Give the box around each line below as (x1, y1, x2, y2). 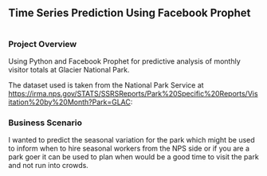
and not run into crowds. (8, 161, 89, 170)
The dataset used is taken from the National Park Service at (8, 80, 205, 90)
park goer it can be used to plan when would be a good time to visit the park (8, 152, 259, 162)
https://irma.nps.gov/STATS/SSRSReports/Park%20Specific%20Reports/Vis (8, 88, 258, 98)
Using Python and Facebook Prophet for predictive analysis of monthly (8, 56, 241, 66)
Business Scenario (8, 117, 82, 128)
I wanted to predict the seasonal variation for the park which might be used (8, 135, 255, 145)
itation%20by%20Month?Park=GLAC (8, 97, 132, 107)
